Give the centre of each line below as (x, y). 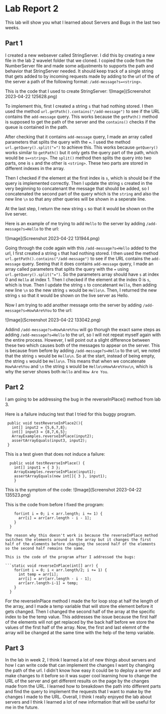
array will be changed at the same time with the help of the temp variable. (80, 632)
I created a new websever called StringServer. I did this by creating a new (80, 55)
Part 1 (14, 43)
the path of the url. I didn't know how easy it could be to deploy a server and (83, 670)
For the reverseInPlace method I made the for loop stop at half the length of (82, 601)
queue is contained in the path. (37, 127)
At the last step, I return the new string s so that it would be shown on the (80, 208)
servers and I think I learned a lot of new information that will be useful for (80, 702)
